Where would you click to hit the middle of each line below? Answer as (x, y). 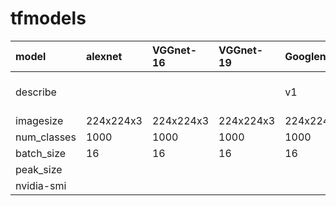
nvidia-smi (41, 185)
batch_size (41, 153)
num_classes (46, 137)
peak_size (39, 169)
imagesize (39, 120)
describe (36, 92)
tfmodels (48, 18)
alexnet (104, 56)
